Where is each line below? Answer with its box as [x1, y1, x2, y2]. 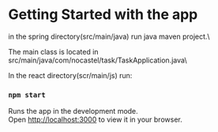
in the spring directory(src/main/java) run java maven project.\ [8, 32, 211, 41]
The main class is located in [8, 47, 99, 56]
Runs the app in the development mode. [8, 107, 138, 116]
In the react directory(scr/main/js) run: [8, 70, 133, 80]
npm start [8, 90, 46, 100]
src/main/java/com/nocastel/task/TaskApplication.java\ [8, 55, 187, 65]
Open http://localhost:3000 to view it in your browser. [8, 115, 183, 124]
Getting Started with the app [8, 6, 198, 24]
